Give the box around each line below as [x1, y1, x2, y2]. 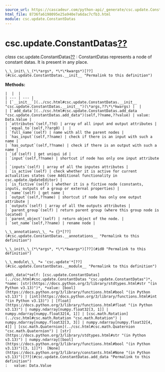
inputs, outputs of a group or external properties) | [5, 186, 120, 191]
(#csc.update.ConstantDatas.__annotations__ [5, 234, 98, 239]
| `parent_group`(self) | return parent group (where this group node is [5, 208, 160, 213]
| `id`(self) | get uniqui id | [5, 151, 71, 157]
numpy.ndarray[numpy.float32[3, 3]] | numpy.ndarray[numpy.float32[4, [5, 320, 153, 325]
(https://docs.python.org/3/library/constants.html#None [5, 350, 124, 355]
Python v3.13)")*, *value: [5, 286, 60, 291]
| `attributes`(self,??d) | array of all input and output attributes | [5, 121, 157, 126]
